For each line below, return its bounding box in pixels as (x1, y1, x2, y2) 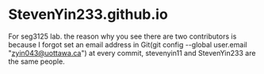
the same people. (8, 57, 65, 66)
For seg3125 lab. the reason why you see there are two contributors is (8, 31, 237, 41)
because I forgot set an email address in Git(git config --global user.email (8, 39, 247, 49)
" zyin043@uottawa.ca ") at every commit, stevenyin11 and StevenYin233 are (8, 48, 256, 57)
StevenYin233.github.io (8, 6, 168, 24)
